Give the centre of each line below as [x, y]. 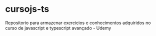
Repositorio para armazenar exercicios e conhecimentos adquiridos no [78, 23]
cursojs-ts [27, 9]
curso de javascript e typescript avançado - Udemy [58, 28]
